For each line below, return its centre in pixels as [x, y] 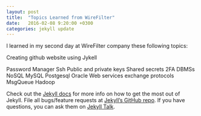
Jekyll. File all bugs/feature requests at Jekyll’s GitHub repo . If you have [96, 100]
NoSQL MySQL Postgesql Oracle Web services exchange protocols [90, 76]
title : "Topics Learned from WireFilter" [61, 18]
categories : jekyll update [40, 29]
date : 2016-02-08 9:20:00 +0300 [50, 23]
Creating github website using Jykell [52, 57]
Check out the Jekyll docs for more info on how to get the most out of [93, 94]
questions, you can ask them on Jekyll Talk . [61, 107]
